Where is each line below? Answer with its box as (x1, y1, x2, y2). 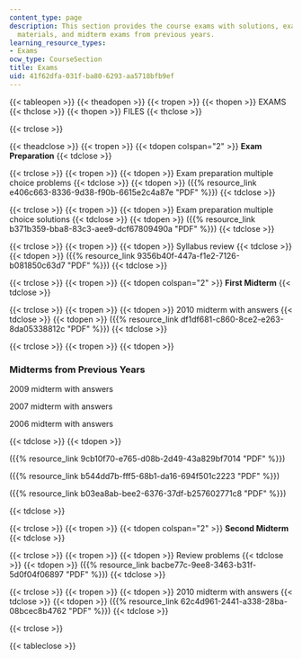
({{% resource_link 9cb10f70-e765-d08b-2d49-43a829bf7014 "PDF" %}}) (9, 453, 286, 464)
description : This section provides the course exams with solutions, (9, 22, 280, 31)
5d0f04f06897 (9, 569, 65, 580)
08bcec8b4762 (9, 606, 67, 617)
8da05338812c (9, 323, 66, 334)
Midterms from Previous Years (9, 363, 146, 376)
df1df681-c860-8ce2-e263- (180, 314, 285, 325)
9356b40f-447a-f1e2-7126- (137, 250, 240, 261)
